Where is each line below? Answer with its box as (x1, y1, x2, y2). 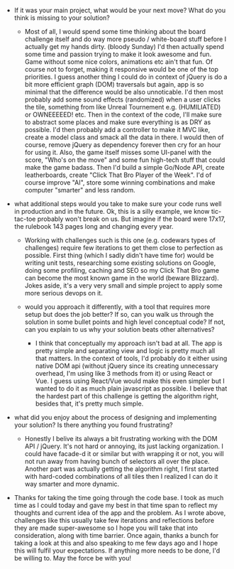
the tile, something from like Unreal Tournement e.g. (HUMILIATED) (24, 103, 221, 111)
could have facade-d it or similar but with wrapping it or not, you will (24, 450, 225, 457)
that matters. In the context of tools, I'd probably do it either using (35, 354, 228, 362)
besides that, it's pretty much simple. (35, 399, 144, 408)
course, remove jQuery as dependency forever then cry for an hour (24, 141, 221, 148)
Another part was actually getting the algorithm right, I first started (24, 465, 218, 473)
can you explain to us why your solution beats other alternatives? (24, 325, 215, 333)
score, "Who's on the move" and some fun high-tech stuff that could (24, 156, 225, 164)
